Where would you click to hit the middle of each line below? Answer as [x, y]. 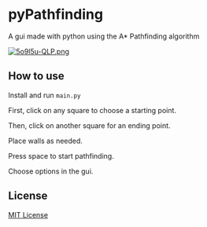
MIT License [28, 214]
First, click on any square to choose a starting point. [92, 110]
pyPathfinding [56, 15]
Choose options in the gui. [51, 171]
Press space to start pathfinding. [61, 156]
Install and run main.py [44, 95]
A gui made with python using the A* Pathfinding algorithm [104, 36]
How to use [36, 76]
